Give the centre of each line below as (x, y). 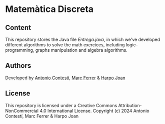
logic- (132, 45)
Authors (18, 66)
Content (18, 28)
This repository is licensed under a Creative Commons (61, 105)
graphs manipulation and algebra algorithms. (81, 50)
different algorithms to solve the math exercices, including (65, 45)
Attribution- (130, 105)
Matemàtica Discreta (49, 9)
